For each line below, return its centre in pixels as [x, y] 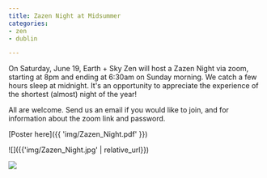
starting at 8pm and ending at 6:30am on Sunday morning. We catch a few [133, 77]
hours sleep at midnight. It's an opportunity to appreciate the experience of [133, 86]
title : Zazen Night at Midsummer [65, 16]
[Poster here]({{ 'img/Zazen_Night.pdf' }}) [78, 134]
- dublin [23, 38]
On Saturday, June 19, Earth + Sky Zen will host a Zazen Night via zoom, [129, 69]
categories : [28, 23]
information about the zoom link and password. [87, 119]
